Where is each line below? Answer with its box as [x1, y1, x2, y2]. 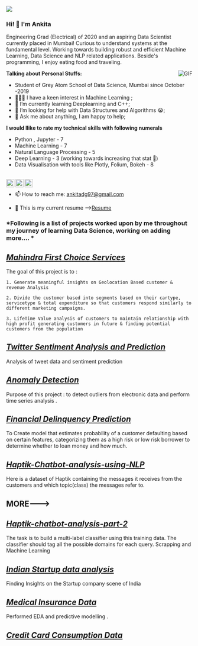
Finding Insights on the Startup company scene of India [6, 580, 141, 587]
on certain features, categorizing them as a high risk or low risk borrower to [6, 436, 190, 443]
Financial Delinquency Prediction [6, 414, 131, 425]
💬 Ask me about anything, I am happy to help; [14, 113, 126, 120]
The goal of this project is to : [6, 268, 78, 275]
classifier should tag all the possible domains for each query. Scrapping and [6, 541, 191, 548]
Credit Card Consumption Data [6, 630, 123, 640]
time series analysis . [6, 397, 57, 404]
